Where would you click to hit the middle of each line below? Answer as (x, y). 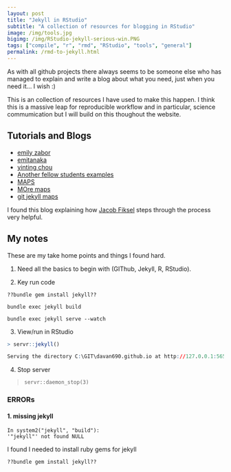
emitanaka (32, 160)
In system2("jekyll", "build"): (53, 431)
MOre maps (34, 189)
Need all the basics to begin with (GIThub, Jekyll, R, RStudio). (104, 269)
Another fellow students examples (65, 174)
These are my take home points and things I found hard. (87, 255)
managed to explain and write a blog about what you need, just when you (111, 79)
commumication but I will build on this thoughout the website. (94, 114)
